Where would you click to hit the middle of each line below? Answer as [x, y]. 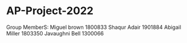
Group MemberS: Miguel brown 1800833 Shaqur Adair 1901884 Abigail [94, 27]
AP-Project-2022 [50, 11]
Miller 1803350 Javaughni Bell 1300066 [55, 33]
